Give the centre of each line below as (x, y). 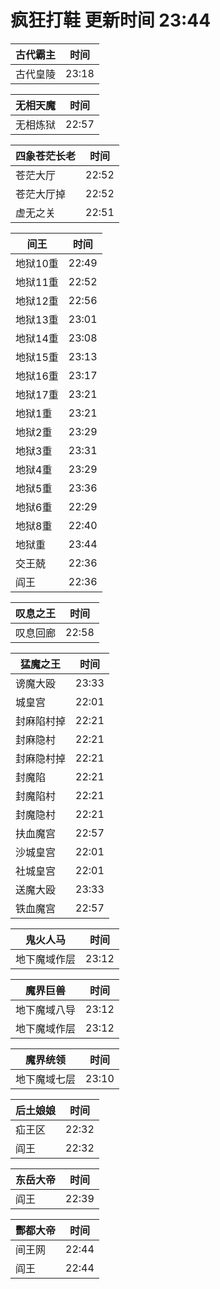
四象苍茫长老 (46, 156)
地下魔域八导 (46, 1009)
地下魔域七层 (46, 1079)
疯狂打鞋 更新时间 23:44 (111, 20)
